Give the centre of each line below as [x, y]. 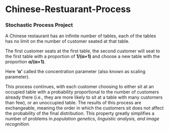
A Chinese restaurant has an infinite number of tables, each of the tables [81, 36]
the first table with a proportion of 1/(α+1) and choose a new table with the [82, 56]
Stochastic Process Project [39, 25]
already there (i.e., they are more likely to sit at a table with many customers [84, 97]
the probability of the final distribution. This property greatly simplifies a [80, 113]
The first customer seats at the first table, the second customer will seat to [83, 51]
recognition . [18, 124]
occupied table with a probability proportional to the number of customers [82, 92]
